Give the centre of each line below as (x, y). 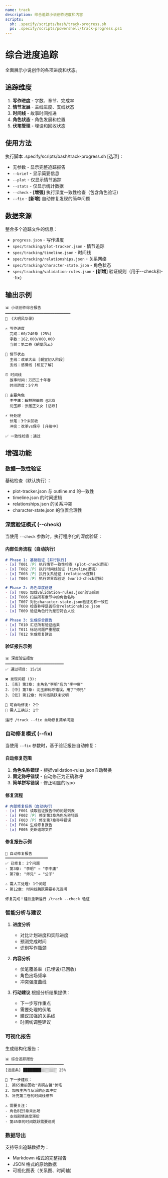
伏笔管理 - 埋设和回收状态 (39, 126)
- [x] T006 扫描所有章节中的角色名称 (40, 597)
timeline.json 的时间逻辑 (37, 498)
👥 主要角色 (15, 395)
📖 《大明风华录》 (21, 319)
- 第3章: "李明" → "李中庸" (32, 869)
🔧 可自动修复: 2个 (22, 705)
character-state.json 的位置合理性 (47, 510)
